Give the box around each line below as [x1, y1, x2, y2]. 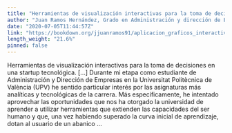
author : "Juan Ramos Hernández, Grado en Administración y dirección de [7, 17, 221, 23]
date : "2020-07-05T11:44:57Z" [7, 23, 95, 30]
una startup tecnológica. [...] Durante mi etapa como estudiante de [7, 68, 197, 76]
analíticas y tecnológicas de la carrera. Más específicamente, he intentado [7, 90, 219, 99]
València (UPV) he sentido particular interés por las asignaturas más [7, 83, 202, 91]
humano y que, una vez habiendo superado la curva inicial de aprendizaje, [7, 112, 219, 121]
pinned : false [7, 42, 48, 49]
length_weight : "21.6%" [7, 36, 76, 43]
